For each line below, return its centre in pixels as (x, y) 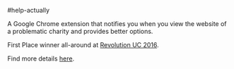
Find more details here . (41, 58)
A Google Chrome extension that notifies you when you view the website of (117, 24)
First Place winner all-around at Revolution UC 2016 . (83, 45)
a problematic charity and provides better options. (80, 31)
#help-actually (29, 10)
